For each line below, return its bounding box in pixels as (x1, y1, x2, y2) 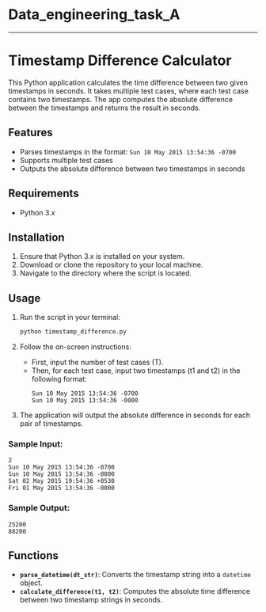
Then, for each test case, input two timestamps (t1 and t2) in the (31, 366, 241, 375)
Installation (8, 230, 65, 244)
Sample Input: (8, 438, 63, 449)
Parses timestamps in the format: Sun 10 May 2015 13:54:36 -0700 (19, 146, 236, 156)
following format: (31, 374, 87, 383)
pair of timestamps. (19, 419, 84, 428)
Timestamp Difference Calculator (8, 51, 232, 70)
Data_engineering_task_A (8, 6, 180, 24)
